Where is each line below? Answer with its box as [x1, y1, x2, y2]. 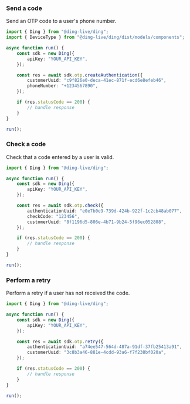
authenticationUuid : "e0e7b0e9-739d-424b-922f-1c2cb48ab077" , [27, 208, 182, 214]
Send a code [6, 4, 42, 12]
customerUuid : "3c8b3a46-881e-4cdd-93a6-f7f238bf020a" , [27, 349, 167, 356]
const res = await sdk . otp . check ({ [16, 203, 104, 208]
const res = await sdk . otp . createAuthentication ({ [16, 72, 143, 78]
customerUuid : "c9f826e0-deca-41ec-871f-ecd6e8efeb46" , [27, 78, 167, 84]
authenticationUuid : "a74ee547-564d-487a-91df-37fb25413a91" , [27, 344, 182, 350]
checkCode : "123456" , [27, 213, 80, 219]
